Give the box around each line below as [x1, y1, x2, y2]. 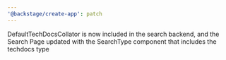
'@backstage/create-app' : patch [7, 10, 102, 18]
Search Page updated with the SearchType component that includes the [7, 37, 217, 46]
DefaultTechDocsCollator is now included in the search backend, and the [7, 30, 220, 38]
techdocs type [7, 44, 49, 53]
